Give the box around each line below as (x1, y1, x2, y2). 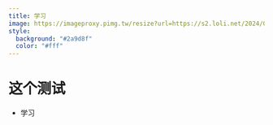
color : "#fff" (15, 42, 63, 50)
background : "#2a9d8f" (15, 34, 93, 43)
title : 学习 (8, 11, 46, 20)
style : (8, 27, 31, 35)
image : (8, 19, 31, 28)
